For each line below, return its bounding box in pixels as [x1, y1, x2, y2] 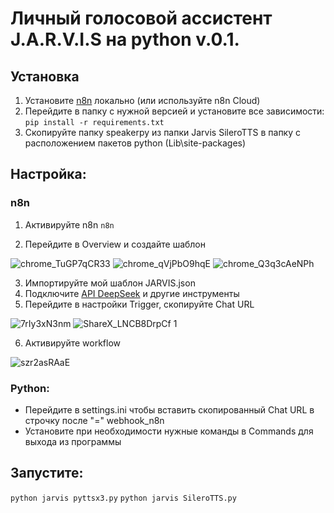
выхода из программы [24, 435, 122, 447]
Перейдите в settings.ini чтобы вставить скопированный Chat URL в [24, 403, 315, 416]
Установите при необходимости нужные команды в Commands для [24, 425, 314, 437]
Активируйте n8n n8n [24, 218, 115, 231]
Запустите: [10, 465, 84, 482]
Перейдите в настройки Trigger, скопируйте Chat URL [24, 298, 255, 310]
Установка [10, 68, 80, 85]
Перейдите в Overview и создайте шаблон [24, 238, 206, 250]
